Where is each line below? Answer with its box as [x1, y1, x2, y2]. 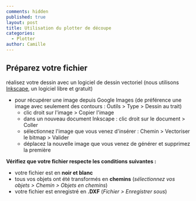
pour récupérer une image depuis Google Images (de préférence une [14, 96, 182, 103]
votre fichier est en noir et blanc [14, 169, 93, 176]
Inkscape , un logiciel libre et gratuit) [6, 85, 93, 92]
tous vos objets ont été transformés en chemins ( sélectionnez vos [14, 175, 175, 182]
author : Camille [6, 42, 46, 48]
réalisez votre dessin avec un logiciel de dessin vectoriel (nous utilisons [6, 79, 179, 86]
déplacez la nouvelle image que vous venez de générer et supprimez [23, 140, 191, 147]
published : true [6, 14, 46, 20]
